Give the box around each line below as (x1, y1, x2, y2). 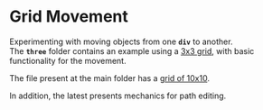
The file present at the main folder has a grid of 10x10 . (9, 72, 211, 83)
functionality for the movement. (9, 55, 127, 66)
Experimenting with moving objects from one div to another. (9, 36, 233, 47)
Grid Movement (9, 6, 129, 27)
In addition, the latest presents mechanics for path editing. (9, 90, 227, 101)
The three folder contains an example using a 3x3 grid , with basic (9, 45, 255, 56)
